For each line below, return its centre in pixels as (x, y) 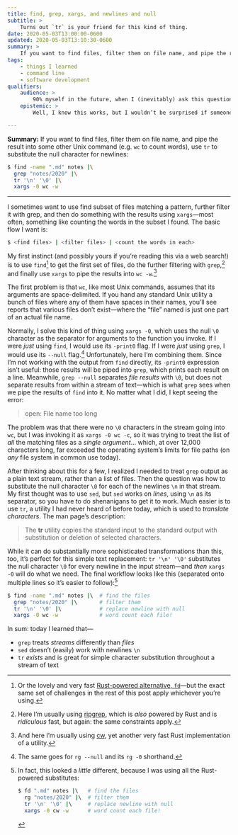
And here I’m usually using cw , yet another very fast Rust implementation (124, 735)
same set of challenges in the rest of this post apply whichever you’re (119, 693)
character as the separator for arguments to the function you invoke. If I (112, 339)
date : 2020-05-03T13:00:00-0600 (55, 34)
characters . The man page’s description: (67, 516)
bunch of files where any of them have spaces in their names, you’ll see (112, 302)
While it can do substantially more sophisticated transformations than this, (115, 551)
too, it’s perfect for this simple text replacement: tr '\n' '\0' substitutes (114, 559)
